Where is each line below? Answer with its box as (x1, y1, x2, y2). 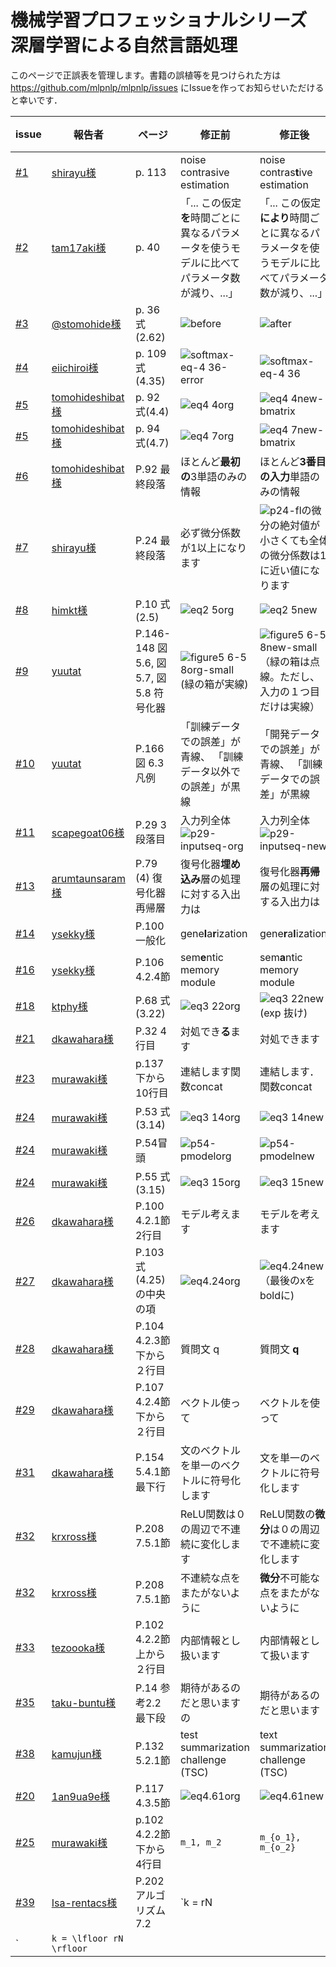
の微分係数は (259, 548, 320, 562)
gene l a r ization (179, 926, 248, 940)
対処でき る (179, 1024, 231, 1038)
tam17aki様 (51, 241, 107, 255)
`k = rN (179, 1895, 213, 1909)
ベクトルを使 (259, 1396, 320, 1410)
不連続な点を (179, 1571, 241, 1585)
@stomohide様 (51, 317, 122, 331)
